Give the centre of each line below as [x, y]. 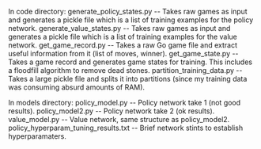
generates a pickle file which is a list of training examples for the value [123, 36]
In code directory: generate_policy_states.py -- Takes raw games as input [128, 11]
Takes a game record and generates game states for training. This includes [130, 62]
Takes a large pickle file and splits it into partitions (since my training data [128, 79]
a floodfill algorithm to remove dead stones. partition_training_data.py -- [125, 70]
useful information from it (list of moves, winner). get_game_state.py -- [123, 53]
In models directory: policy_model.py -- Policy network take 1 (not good [125, 103]
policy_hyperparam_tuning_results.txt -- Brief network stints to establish [126, 128]
